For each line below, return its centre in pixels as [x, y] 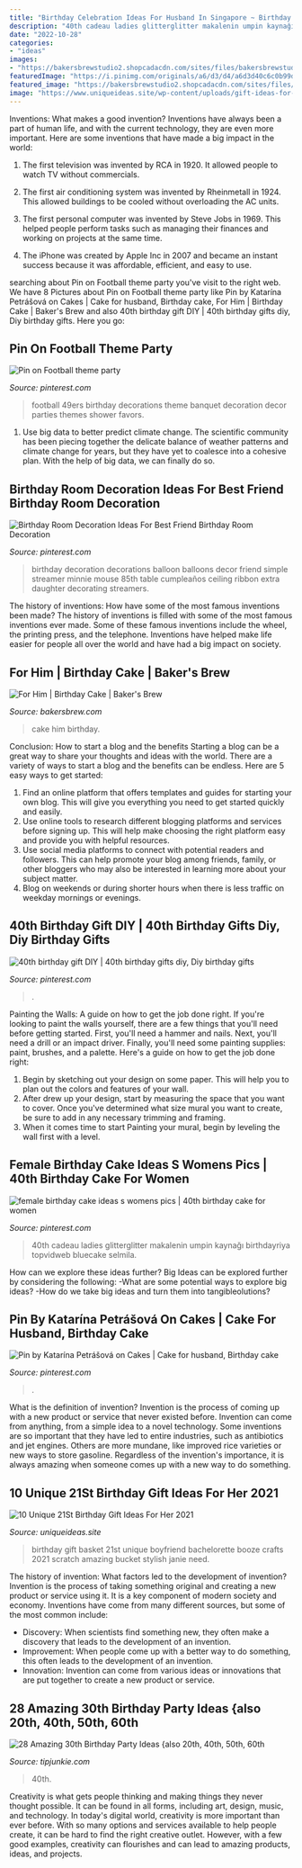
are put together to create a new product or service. [119, 1680]
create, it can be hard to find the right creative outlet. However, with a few [146, 1835]
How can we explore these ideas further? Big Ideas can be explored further [149, 1272]
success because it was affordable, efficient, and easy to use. [137, 265]
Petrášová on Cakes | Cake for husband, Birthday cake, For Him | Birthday [146, 301]
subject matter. [50, 878]
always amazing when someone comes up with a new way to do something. [150, 1465]
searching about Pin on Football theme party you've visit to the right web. [145, 282]
